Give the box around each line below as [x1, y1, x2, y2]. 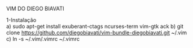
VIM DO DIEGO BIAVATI [6, 5, 64, 12]
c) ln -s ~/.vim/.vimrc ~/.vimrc [6, 36, 80, 42]
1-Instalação [6, 17, 37, 23]
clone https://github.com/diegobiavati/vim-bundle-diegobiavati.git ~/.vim [6, 29, 188, 36]
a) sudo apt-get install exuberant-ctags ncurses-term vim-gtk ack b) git [6, 23, 184, 30]
